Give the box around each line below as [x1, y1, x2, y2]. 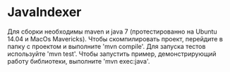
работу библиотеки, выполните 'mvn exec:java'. [7, 57, 150, 65]
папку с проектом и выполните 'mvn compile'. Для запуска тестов [7, 42, 206, 50]
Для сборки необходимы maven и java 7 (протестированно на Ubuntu [7, 27, 217, 36]
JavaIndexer [7, 4, 82, 20]
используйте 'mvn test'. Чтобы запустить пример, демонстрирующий [7, 50, 217, 58]
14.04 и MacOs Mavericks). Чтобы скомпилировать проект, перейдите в [7, 34, 224, 43]
